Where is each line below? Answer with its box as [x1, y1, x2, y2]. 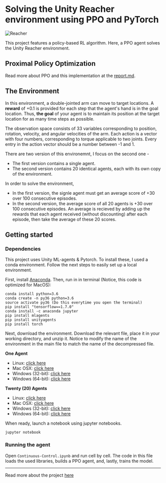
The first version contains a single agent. [12, 160, 95, 166]
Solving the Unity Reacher [5, 3, 115, 15]
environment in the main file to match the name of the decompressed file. [5, 341, 155, 347]
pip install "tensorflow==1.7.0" [5, 305, 74, 309]
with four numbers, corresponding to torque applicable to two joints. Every [5, 136, 157, 142]
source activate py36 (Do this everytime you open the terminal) [5, 300, 142, 305]
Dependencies [5, 245, 41, 252]
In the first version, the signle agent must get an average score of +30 [12, 190, 155, 196]
